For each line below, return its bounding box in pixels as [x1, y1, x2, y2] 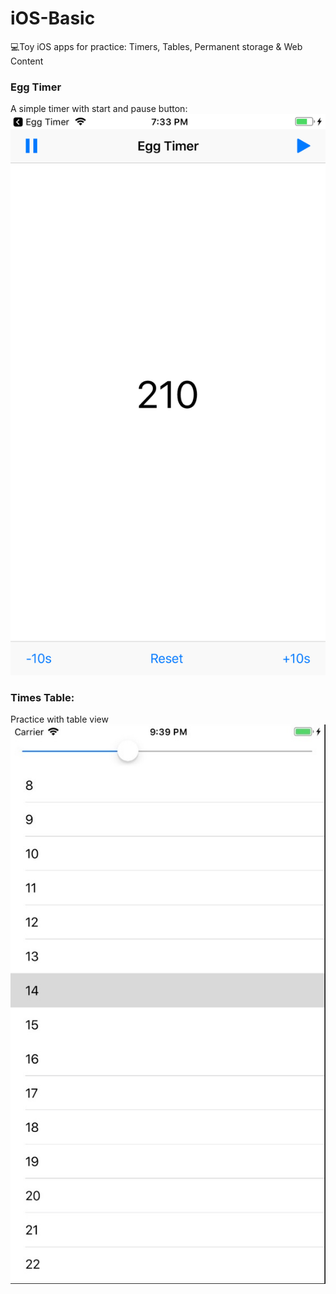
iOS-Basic [10, 7, 96, 30]
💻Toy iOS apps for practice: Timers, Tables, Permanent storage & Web [10, 40, 303, 52]
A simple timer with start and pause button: [10, 103, 188, 115]
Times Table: [10, 690, 75, 704]
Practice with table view [10, 713, 109, 726]
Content [10, 55, 44, 67]
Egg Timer [10, 80, 62, 94]
